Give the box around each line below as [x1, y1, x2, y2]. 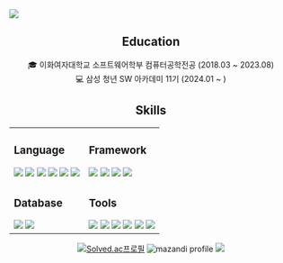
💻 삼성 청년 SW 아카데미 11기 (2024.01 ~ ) [75, 73, 226, 84]
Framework [88, 143, 147, 157]
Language [13, 143, 66, 157]
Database [13, 195, 63, 210]
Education [121, 34, 181, 50]
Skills [135, 103, 167, 118]
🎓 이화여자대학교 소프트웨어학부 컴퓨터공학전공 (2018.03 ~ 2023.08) [27, 59, 275, 70]
